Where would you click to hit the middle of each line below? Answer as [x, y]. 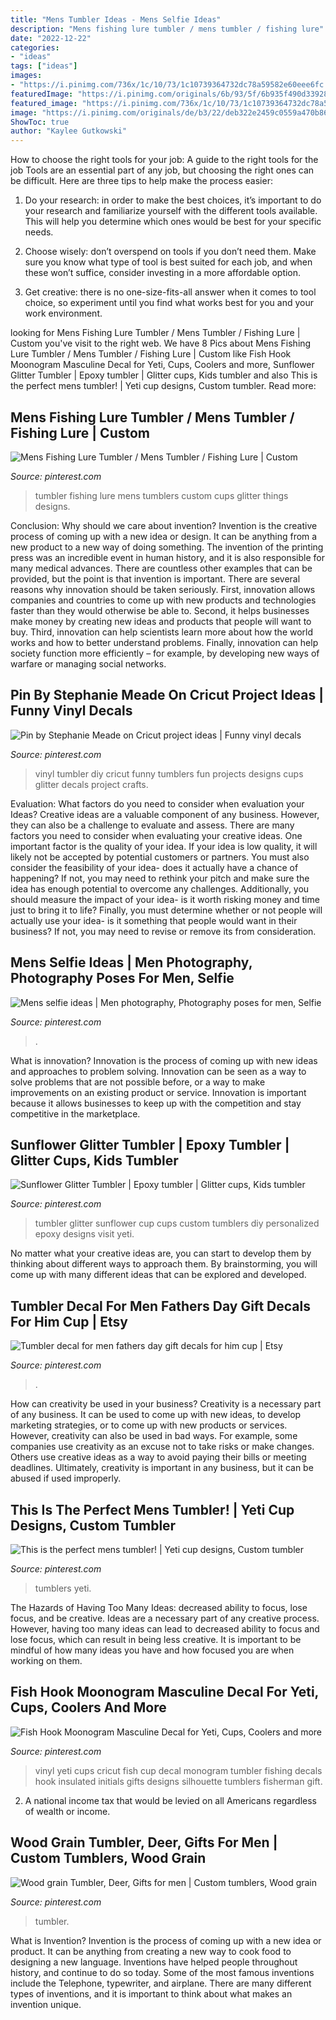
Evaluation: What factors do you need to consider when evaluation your [157, 803]
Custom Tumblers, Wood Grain [108, 1858]
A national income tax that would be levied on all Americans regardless [171, 1800]
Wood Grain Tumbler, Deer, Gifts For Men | [144, 1842]
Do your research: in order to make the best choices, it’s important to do [173, 200]
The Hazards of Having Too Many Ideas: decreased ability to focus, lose [159, 1607]
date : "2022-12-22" [51, 38]
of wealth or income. [67, 1811]
